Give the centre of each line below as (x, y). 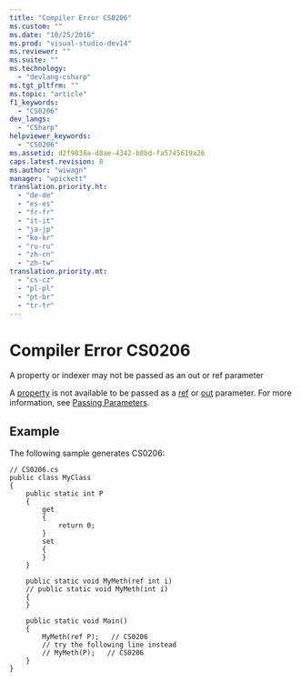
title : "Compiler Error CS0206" (70, 18)
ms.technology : (38, 69)
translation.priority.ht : (58, 187)
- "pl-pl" (36, 288)
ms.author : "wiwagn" (49, 170)
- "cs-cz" (36, 280)
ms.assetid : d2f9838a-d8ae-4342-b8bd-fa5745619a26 (107, 153)
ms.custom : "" (36, 26)
